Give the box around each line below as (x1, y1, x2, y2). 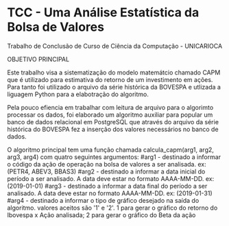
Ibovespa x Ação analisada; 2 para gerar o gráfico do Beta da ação (7, 210, 196, 219)
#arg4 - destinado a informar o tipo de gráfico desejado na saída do (7, 196, 200, 204)
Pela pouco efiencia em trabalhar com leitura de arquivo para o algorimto (7, 103, 214, 111)
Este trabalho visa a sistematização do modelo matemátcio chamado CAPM (7, 68, 221, 76)
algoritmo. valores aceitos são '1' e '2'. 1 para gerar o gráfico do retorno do (7, 203, 218, 212)
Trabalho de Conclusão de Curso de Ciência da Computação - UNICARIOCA (7, 42, 223, 50)
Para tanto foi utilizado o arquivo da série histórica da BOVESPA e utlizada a (7, 83, 221, 91)
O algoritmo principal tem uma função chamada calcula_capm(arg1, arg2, (7, 145, 215, 154)
